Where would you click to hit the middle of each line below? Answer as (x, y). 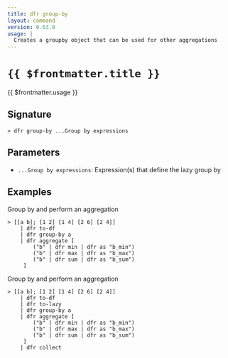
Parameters (34, 153)
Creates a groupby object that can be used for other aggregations (116, 40)
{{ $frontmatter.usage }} (43, 92)
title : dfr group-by (38, 14)
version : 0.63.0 (31, 27)
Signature (29, 114)
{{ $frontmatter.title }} (84, 74)
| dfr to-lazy (41, 304)
